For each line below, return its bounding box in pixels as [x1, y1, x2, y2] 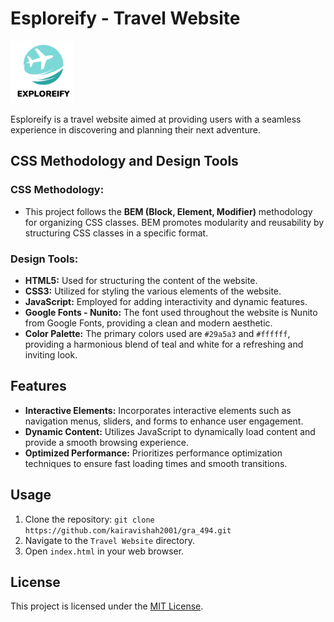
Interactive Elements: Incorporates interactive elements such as [24, 404, 292, 416]
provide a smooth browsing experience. [24, 436, 189, 448]
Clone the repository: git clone [24, 513, 155, 525]
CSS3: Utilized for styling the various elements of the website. [24, 285, 282, 297]
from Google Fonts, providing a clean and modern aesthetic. [24, 317, 273, 329]
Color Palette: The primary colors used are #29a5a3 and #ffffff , [24, 327, 291, 339]
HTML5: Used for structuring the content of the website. [24, 274, 258, 286]
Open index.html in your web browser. [24, 545, 185, 557]
